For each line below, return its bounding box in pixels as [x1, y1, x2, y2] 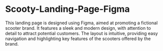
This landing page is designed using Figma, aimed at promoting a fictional [5, 20, 158, 26]
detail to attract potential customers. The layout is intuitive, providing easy [5, 30, 158, 36]
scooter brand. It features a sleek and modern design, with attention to [5, 25, 151, 31]
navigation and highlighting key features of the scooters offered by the [5, 36, 151, 42]
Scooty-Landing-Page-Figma [5, 3, 130, 15]
